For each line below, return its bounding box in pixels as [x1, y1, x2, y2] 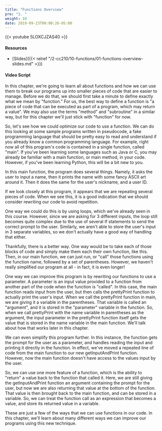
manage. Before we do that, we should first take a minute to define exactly [5, 93, 153, 99]
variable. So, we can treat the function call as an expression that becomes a [5, 395, 156, 401]
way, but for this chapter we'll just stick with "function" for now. [5, 114, 132, 119]
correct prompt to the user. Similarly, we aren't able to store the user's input [5, 224, 156, 230]
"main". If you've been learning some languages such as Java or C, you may [5, 149, 157, 155]
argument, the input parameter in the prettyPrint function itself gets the [5, 315, 147, 320]
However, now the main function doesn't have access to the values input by [5, 355, 156, 361]
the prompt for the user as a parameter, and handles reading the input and [5, 339, 153, 345]
